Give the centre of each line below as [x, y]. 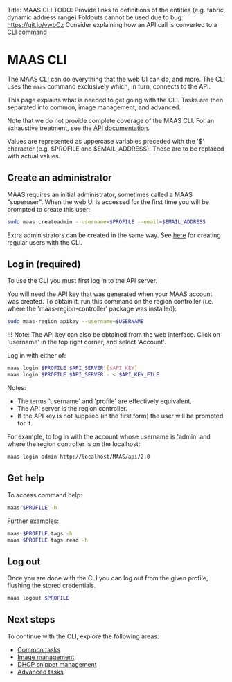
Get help [26, 478]
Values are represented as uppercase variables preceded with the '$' [106, 141]
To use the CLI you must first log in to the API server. [82, 281]
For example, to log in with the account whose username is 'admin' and [109, 437]
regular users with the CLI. [45, 242]
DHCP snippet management [57, 664]
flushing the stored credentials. [52, 586]
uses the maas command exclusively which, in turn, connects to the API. [109, 86]
